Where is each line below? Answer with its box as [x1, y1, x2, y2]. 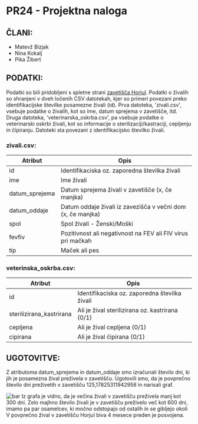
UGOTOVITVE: [6, 353, 61, 363]
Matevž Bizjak [14, 43, 49, 50]
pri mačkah [61, 237, 92, 245]
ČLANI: [6, 28, 34, 38]
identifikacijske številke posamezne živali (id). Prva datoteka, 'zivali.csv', [6, 101, 181, 108]
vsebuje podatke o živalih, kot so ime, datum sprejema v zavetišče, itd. [6, 108, 178, 115]
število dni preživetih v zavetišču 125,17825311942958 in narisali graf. [6, 381, 174, 389]
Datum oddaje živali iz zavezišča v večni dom [61, 203, 186, 211]
